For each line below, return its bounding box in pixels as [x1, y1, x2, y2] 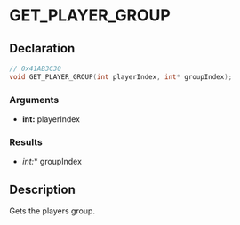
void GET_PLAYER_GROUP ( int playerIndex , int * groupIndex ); [9, 72, 233, 81]
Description [9, 181, 76, 197]
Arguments [9, 93, 60, 106]
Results [9, 135, 43, 148]
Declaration [9, 41, 76, 56]
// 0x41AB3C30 [9, 64, 62, 73]
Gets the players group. [9, 205, 96, 216]
